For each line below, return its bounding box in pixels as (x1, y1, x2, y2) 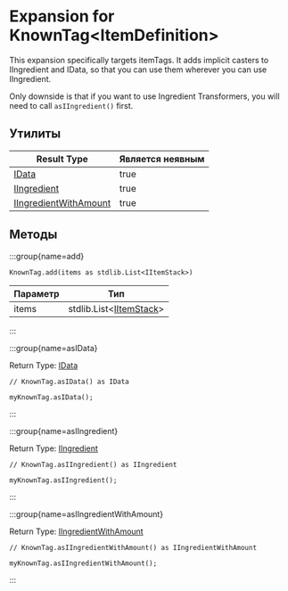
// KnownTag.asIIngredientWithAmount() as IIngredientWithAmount (9, 543, 257, 552)
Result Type (36, 152, 89, 165)
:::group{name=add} (9, 250, 85, 261)
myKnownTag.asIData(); (9, 392, 94, 402)
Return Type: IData (9, 359, 78, 371)
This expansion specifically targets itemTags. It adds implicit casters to (9, 54, 269, 65)
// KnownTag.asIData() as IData (9, 377, 129, 386)
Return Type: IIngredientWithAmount (9, 526, 144, 537)
